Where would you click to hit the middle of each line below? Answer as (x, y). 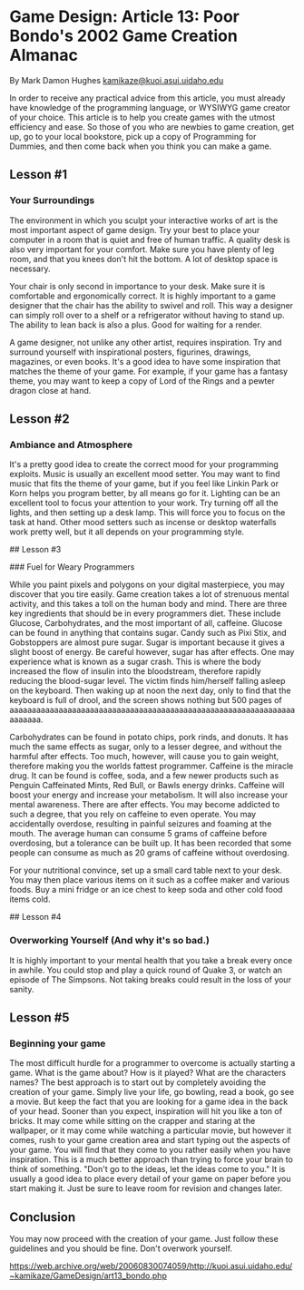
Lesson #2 (39, 419)
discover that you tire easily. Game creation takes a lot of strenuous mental (149, 594)
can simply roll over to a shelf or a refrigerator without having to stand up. (147, 315)
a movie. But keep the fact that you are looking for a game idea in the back (149, 1102)
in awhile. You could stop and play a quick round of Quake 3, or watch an (146, 970)
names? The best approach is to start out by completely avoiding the (137, 1082)
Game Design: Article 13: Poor (125, 17)
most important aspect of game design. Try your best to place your (135, 230)
